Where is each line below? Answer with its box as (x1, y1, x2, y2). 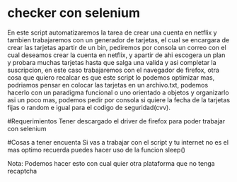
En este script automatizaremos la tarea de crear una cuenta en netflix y (7, 28, 217, 37)
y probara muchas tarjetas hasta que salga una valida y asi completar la (7, 58, 217, 66)
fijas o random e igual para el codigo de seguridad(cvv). (7, 103, 171, 111)
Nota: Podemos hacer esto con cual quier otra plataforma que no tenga (7, 159, 215, 167)
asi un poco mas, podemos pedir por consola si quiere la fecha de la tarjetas (7, 95, 231, 104)
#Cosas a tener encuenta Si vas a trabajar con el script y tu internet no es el (7, 138, 229, 146)
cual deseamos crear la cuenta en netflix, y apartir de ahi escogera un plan (7, 51, 226, 59)
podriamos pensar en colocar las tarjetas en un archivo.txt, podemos (7, 80, 209, 89)
